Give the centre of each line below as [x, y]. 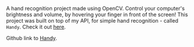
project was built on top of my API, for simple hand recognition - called [92, 21]
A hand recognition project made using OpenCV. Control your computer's [96, 8]
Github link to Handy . [32, 38]
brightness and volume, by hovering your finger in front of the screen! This [97, 15]
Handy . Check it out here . [36, 27]
